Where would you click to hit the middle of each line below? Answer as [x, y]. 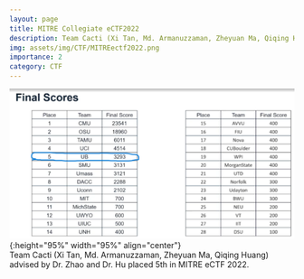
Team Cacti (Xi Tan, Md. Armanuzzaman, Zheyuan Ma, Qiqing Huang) [139, 255]
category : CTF [36, 67]
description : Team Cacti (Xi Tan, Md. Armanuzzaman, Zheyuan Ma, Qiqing [149, 38]
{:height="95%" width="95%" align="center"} [95, 246]
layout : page [34, 19]
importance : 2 [36, 57]
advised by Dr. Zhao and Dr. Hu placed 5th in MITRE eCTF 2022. [129, 265]
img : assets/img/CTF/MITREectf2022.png [85, 48]
